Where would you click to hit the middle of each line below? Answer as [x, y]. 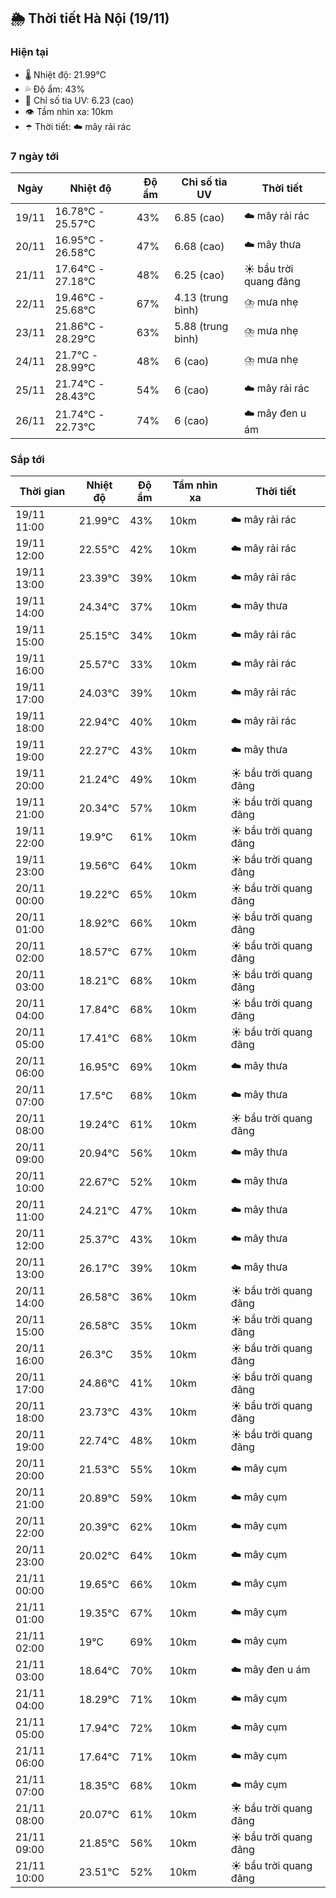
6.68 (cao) [199, 246]
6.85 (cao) [199, 217]
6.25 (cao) [199, 275]
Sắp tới [27, 459]
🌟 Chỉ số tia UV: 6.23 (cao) [79, 100]
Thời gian [42, 492]
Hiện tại [29, 52]
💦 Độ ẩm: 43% [54, 89]
